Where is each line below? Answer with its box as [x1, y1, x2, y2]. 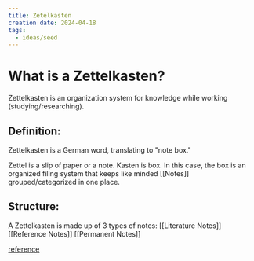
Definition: [8, 124, 61, 138]
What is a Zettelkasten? [8, 68, 165, 85]
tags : [8, 26, 26, 34]
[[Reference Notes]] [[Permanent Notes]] [8, 229, 141, 238]
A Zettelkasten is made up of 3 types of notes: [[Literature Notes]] [8, 221, 222, 230]
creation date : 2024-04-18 [8, 19, 96, 27]
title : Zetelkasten [8, 11, 72, 20]
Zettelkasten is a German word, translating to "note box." [8, 145, 192, 154]
